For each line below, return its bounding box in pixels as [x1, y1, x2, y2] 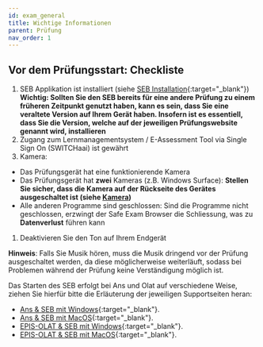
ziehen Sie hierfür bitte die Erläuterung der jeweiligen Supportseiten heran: [8, 289, 253, 299]
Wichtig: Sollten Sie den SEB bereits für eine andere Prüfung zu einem [19, 93, 256, 102]
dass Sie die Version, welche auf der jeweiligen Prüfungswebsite [19, 118, 238, 128]
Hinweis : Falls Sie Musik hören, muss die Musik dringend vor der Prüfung [8, 249, 249, 258]
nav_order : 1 [8, 33, 51, 42]
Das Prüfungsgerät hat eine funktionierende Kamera [19, 168, 190, 177]
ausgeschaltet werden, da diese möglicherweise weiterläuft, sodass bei [8, 257, 242, 267]
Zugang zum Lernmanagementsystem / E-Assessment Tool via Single [19, 135, 247, 145]
